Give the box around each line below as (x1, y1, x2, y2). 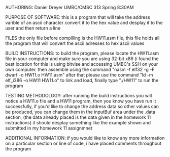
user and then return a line (5, 25, 61, 31)
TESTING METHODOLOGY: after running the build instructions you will (5, 93, 152, 98)
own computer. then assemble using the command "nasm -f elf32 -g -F (5, 66, 155, 72)
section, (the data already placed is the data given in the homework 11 (5, 114, 151, 120)
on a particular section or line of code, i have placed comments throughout (5, 140, 161, 146)
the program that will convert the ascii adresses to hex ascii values (5, 40, 145, 46)
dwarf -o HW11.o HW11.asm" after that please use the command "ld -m (5, 72, 153, 78)
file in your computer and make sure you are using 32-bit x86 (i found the (5, 56, 159, 62)
